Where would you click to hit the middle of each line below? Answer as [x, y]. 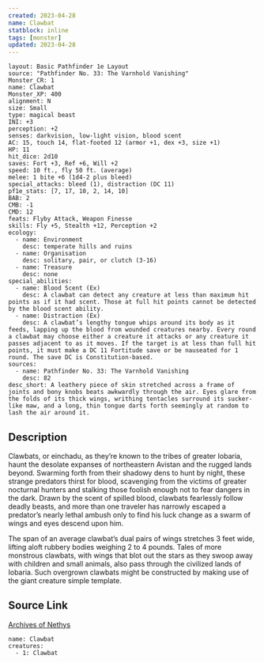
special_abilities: [40, 282]
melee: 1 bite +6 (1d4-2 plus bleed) [70, 178]
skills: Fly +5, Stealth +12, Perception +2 [83, 226]
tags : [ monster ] [35, 38]
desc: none [40, 275]
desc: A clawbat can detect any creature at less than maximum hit [136, 295]
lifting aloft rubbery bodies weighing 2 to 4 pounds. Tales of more [115, 547]
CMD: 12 [21, 212]
